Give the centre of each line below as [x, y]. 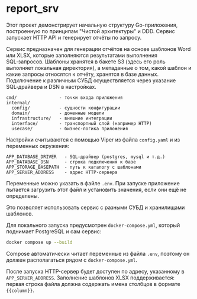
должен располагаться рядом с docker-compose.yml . [72, 260]
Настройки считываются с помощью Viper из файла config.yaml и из [93, 139]
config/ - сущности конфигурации [66, 108]
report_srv [33, 9]
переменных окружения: [38, 146]
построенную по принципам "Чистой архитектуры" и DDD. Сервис [91, 31]
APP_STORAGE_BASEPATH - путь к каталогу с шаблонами [74, 167]
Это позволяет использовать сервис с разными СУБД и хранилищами [96, 207]
